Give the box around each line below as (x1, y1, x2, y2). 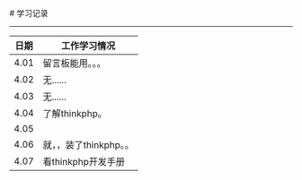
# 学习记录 (9, 8, 49, 18)
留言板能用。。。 (42, 57, 106, 69)
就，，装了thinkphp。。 (42, 139, 135, 150)
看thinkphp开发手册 (42, 156, 126, 167)
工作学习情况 (61, 39, 116, 52)
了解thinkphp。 (42, 107, 108, 119)
